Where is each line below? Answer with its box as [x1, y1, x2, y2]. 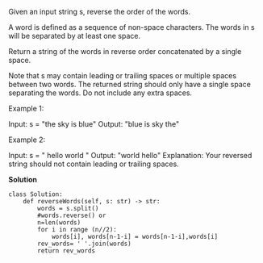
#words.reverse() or [37, 211, 106, 219]
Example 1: [8, 104, 44, 113]
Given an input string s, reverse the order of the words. [8, 7, 191, 16]
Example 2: [8, 135, 46, 144]
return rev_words [37, 247, 95, 255]
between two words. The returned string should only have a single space [8, 80, 252, 89]
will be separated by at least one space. [8, 31, 141, 40]
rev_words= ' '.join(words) [37, 240, 131, 248]
